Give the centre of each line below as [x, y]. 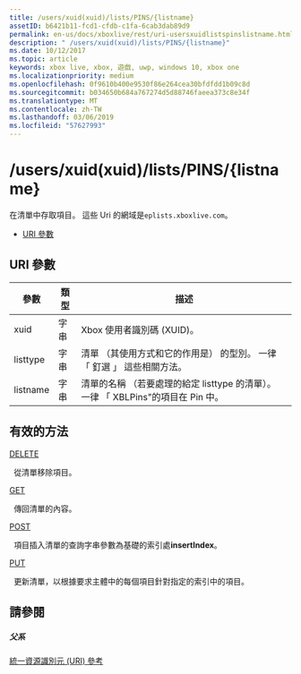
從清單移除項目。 [45, 472]
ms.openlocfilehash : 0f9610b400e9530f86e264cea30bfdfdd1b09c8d [130, 84]
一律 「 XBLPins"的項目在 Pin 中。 [152, 397]
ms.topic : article [43, 59]
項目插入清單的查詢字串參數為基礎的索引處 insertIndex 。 [117, 545]
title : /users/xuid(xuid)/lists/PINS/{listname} [102, 17]
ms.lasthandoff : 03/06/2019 [62, 117]
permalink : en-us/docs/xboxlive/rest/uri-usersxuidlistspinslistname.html [152, 34]
